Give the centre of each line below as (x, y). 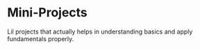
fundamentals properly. (41, 38)
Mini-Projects (48, 13)
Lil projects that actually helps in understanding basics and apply (100, 32)
